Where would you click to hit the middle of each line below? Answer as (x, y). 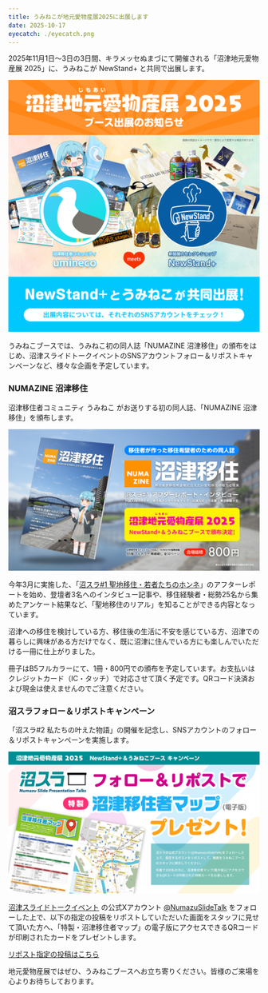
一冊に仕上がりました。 (61, 652)
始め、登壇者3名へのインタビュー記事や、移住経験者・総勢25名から (140, 595)
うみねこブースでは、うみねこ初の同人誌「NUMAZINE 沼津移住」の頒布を (129, 346)
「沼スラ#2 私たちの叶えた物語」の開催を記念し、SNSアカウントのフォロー (132, 730)
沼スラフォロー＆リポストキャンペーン (82, 712)
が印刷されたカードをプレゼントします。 (75, 937)
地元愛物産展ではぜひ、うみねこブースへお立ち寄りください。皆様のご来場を (134, 971)
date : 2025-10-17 (37, 25)
